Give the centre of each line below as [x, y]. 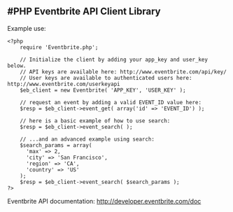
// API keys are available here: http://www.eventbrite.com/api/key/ [123, 72]
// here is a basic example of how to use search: [95, 121]
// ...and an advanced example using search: [87, 139]
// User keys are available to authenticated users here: [106, 78]
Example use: [27, 28]
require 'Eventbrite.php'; [59, 47]
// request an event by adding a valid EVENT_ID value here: [111, 102]
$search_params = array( [56, 145]
